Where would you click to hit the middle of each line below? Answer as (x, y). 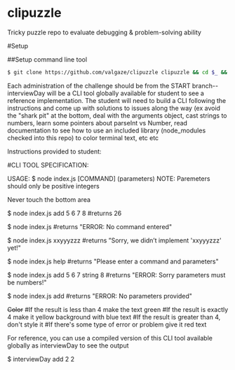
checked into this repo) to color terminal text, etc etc (83, 137)
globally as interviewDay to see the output (68, 345)
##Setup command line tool (47, 59)
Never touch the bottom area (49, 199)
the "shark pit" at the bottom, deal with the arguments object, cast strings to (117, 115)
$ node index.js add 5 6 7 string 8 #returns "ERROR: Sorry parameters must (116, 275)
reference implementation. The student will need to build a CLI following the (117, 100)
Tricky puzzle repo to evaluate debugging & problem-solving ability (105, 32)
